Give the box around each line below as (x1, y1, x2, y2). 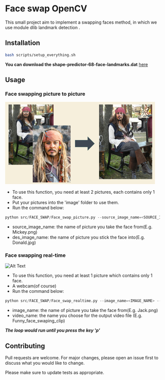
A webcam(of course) (12, 283, 56, 289)
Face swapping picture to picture (5, 90, 85, 97)
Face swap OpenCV (5, 3, 87, 14)
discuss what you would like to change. (5, 360, 85, 366)
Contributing (5, 342, 45, 350)
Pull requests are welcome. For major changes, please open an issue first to (5, 355, 159, 361)
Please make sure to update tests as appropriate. (5, 370, 105, 376)
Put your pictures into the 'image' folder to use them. (12, 200, 119, 206)
